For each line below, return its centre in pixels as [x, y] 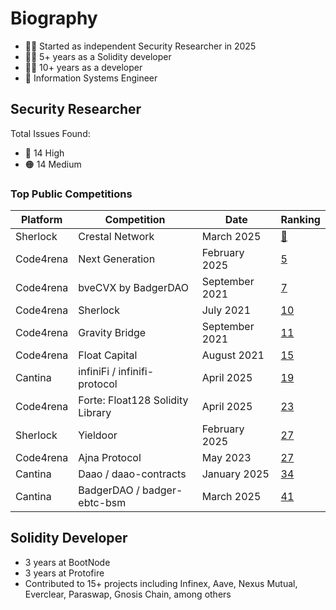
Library [95, 413]
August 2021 [233, 355]
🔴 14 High [44, 153]
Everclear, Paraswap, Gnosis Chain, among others [128, 594]
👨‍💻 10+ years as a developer [83, 67]
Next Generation [117, 259]
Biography [54, 18]
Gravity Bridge [112, 333]
